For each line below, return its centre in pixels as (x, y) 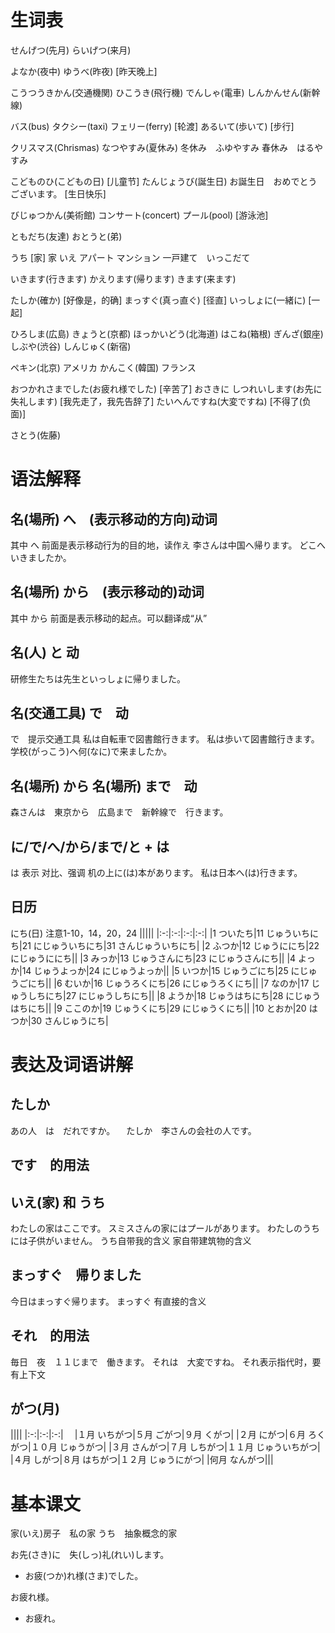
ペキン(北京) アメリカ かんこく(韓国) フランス (103, 367)
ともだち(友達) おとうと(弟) (66, 236)
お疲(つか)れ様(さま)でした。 (84, 1576)
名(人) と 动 (45, 652)
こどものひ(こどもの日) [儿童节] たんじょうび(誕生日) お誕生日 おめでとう (164, 181)
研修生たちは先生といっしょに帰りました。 (98, 678)
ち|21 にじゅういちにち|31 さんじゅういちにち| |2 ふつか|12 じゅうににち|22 (165, 945)
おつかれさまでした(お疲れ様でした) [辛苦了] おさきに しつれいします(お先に (166, 388)
